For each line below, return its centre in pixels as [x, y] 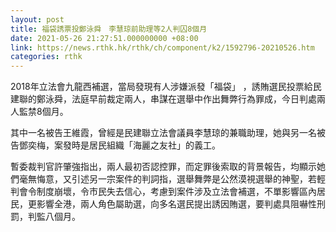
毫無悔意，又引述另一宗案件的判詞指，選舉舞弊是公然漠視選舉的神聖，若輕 [172, 179]
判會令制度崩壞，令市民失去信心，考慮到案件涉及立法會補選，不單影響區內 [163, 192]
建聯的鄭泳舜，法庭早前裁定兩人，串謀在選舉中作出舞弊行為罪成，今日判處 [163, 99]
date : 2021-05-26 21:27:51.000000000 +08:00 [104, 38]
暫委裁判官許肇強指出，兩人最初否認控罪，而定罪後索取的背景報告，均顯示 [163, 167]
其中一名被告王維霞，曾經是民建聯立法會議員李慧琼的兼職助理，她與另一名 [163, 133]
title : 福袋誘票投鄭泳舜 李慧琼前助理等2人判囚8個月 [109, 29]
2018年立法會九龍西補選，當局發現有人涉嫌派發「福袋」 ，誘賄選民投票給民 [166, 87]
